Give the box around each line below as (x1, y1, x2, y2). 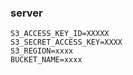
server (10, 6, 43, 20)
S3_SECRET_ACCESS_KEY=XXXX (10, 37, 123, 48)
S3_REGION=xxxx (10, 46, 74, 56)
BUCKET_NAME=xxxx (10, 55, 83, 65)
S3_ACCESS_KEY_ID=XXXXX (10, 29, 110, 39)
